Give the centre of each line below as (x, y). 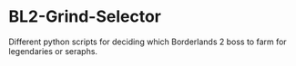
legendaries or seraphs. (53, 51)
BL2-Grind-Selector (85, 17)
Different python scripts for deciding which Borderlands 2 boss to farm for (148, 42)
